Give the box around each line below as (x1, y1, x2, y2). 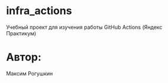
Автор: (6, 51, 41, 64)
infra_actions (6, 4, 72, 18)
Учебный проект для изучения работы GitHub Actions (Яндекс (6, 24, 163, 31)
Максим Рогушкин (6, 69, 53, 77)
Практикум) (6, 29, 37, 36)
